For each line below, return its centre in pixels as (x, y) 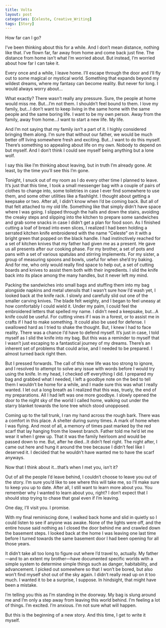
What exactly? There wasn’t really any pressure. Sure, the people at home (81, 99)
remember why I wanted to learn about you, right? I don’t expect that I (76, 493)
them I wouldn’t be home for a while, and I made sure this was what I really (81, 385)
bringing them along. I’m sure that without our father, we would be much (79, 134)
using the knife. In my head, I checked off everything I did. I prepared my (79, 374)
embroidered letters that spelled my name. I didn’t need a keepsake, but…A (82, 312)
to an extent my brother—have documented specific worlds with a (86, 559)
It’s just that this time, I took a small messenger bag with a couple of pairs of (83, 186)
